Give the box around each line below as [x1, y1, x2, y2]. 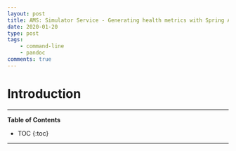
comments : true [7, 56, 52, 63]
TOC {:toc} [17, 129, 49, 137]
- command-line [20, 43, 65, 50]
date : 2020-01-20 [7, 23, 58, 30]
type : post [7, 29, 39, 37]
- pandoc [20, 50, 46, 57]
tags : [7, 36, 23, 43]
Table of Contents [7, 115, 61, 124]
